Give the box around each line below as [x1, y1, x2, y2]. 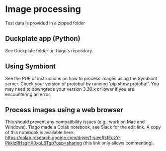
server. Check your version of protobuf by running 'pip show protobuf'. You [5, 81, 159, 87]
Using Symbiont [5, 62, 56, 71]
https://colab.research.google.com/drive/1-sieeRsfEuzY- [5, 135, 121, 141]
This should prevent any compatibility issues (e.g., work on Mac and [5, 119, 145, 125]
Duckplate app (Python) [5, 34, 81, 43]
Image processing [5, 3, 81, 15]
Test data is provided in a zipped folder [5, 20, 85, 26]
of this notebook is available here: [5, 130, 75, 136]
